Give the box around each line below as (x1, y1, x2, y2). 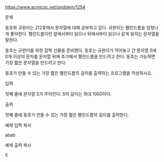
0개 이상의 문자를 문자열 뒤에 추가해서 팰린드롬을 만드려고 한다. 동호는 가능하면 (5, 54, 156, 59)
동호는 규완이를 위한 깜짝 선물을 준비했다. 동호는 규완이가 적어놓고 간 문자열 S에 (5, 48, 157, 53)
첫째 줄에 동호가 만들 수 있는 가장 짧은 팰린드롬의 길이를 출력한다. (5, 112, 129, 117)
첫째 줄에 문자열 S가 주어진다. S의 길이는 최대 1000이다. (5, 91, 112, 97)
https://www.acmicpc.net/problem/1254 (5, 4, 86, 10)
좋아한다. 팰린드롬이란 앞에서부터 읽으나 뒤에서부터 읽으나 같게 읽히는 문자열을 (10, 31, 160, 36)
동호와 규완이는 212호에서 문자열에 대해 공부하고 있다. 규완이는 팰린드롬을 (5, 25, 145, 30)
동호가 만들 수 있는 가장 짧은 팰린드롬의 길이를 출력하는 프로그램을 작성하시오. (5, 70, 153, 76)
